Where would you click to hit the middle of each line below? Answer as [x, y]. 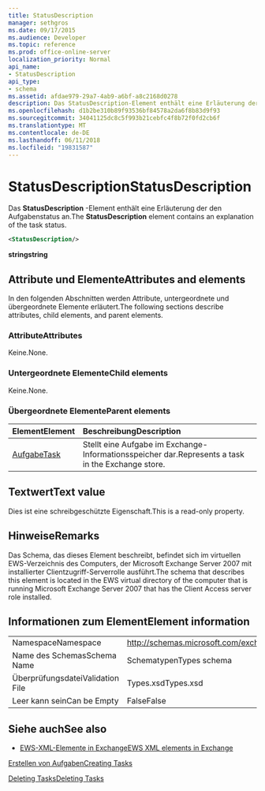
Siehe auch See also [58, 729]
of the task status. [37, 225]
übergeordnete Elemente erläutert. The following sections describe [116, 307]
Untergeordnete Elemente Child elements [88, 373]
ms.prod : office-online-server [60, 52]
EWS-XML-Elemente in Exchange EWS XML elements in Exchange [126, 748]
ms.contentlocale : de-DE [49, 132]
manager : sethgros [38, 23]
